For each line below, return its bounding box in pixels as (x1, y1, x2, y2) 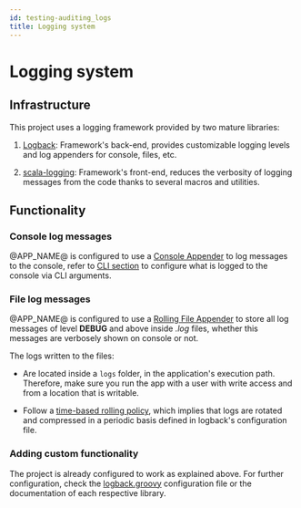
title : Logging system (9, 22, 95, 31)
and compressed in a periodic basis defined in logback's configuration (22, 415, 288, 426)
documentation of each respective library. (9, 487, 166, 498)
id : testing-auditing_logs (9, 13, 112, 23)
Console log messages (9, 230, 112, 243)
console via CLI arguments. (9, 270, 112, 281)
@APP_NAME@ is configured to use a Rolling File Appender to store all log (9, 314, 289, 325)
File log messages (9, 293, 91, 306)
